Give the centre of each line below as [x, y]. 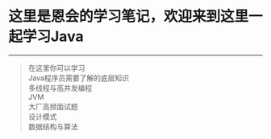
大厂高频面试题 [53, 106]
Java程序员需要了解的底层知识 [79, 78]
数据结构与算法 [53, 126]
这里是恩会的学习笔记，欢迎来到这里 [129, 16]
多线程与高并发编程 [60, 88]
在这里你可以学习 [56, 67]
